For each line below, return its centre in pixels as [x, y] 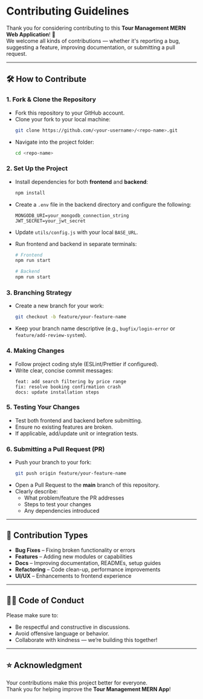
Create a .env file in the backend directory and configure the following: [103, 204]
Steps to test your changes [58, 504]
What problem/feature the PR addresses [74, 498]
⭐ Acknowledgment [44, 665]
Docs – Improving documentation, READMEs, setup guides [88, 563]
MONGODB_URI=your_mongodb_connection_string [72, 216]
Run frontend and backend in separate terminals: [76, 244]
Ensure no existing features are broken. [64, 427]
